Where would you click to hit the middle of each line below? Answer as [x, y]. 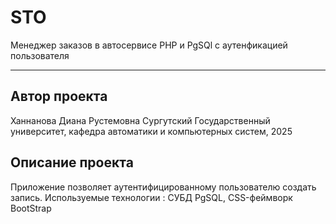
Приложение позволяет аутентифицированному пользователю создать [163, 187]
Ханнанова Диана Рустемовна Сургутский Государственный [140, 120]
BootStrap [31, 208]
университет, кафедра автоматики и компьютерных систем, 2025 [151, 131]
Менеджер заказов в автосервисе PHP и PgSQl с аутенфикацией [149, 45]
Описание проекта [72, 162]
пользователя [40, 55]
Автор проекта [59, 96]
